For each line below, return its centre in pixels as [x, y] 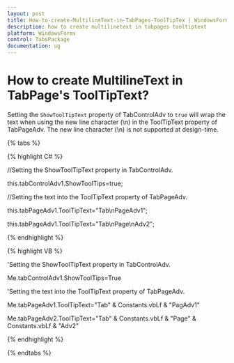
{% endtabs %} [29, 353]
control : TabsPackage [39, 40]
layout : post [26, 14]
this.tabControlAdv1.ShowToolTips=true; [65, 183]
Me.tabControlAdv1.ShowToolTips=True [64, 278]
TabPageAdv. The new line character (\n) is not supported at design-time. [113, 129]
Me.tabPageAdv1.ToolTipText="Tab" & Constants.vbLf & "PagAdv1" [103, 304]
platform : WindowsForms [42, 33]
